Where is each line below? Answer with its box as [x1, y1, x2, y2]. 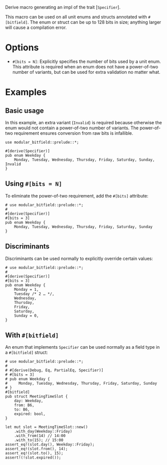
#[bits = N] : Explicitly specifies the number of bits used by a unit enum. [12, 58, 161, 64]
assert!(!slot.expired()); [5, 455, 61, 461]
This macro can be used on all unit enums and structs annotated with [5, 14, 147, 19]
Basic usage [5, 106, 44, 115]
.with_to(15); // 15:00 [14, 438, 64, 443]
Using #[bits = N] [5, 180, 62, 188]
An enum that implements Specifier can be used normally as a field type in [5, 344, 160, 350]
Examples [5, 87, 47, 98]
